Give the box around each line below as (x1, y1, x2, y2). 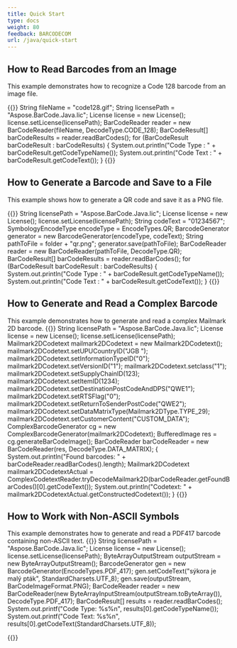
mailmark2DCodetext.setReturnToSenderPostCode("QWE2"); (7, 399, 187, 408)
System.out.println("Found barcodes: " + (7, 452, 126, 461)
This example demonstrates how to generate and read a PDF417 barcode (7, 529, 221, 538)
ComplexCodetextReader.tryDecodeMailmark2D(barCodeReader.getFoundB (7, 475, 231, 483)
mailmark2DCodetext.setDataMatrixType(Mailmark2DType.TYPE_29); (7, 407, 211, 415)
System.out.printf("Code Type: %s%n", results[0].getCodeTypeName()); (7, 605, 219, 613)
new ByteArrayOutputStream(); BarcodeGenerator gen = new (7, 559, 187, 568)
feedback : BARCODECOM (7, 30, 72, 38)
